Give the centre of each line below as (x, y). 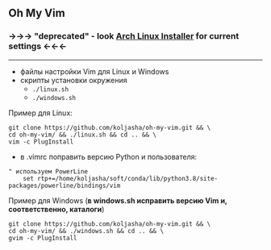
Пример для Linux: (40, 113)
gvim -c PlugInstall (43, 238)
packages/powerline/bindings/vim (65, 185)
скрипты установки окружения (73, 80)
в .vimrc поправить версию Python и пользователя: (108, 156)
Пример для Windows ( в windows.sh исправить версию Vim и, (118, 200)
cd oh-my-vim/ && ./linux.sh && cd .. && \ (83, 135)
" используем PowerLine (48, 171)
